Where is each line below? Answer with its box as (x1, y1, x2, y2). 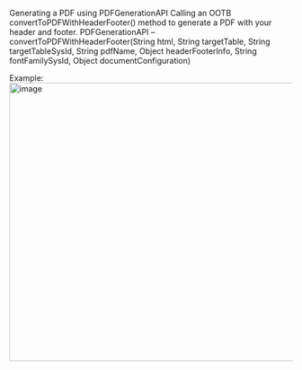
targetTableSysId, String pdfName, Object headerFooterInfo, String (9, 46, 258, 57)
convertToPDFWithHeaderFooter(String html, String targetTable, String (9, 36, 271, 47)
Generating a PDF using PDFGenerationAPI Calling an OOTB (9, 8, 232, 18)
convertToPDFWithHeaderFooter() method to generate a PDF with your (9, 17, 272, 28)
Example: (9, 73, 44, 84)
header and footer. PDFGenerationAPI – (9, 27, 155, 37)
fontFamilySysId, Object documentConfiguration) (9, 56, 191, 66)
